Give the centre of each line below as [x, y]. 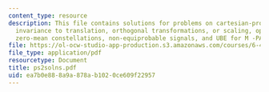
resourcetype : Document [48, 61]
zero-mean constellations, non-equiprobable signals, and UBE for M [132, 38]
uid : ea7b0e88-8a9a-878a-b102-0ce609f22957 [82, 75]
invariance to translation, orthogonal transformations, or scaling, [134, 30]
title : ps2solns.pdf [43, 68]
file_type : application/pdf [55, 53]
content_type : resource [48, 16]
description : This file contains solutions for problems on [111, 23]
